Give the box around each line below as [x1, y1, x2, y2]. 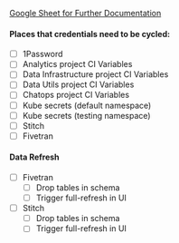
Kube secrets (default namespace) [22, 100, 152, 111]
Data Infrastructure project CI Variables [22, 69, 169, 80]
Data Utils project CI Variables [22, 79, 135, 90]
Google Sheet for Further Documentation [9, 8, 162, 18]
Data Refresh [9, 151, 61, 162]
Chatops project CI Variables [22, 90, 129, 101]
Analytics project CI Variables [22, 59, 133, 70]
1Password [22, 49, 63, 60]
